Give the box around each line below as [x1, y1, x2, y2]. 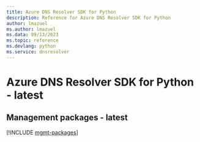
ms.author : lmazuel [6, 26, 56, 32]
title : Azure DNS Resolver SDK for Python [6, 9, 116, 15]
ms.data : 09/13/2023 [6, 32, 59, 38]
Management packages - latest [6, 113, 128, 123]
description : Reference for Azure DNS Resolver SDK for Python [6, 15, 171, 21]
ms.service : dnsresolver [6, 49, 70, 55]
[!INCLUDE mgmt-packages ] [6, 129, 78, 136]
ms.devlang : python [6, 43, 56, 50]
